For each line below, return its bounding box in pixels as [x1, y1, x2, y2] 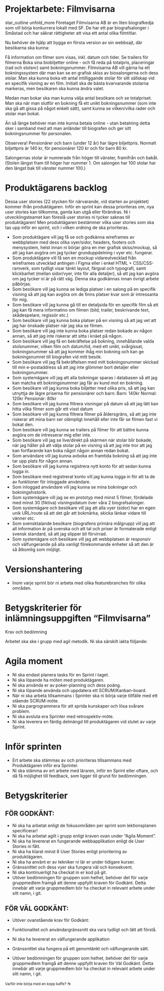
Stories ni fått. [12, 843, 41, 849]
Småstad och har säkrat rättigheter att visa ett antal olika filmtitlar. [5, 30, 138, 36]
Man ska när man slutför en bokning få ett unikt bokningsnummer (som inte [5, 100, 156, 106]
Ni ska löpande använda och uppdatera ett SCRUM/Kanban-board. [12, 687, 147, 693]
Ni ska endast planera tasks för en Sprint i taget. [12, 671, 109, 677]
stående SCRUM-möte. [12, 697, 59, 704]
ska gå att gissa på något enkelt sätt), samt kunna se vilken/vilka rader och [5, 105, 155, 111]
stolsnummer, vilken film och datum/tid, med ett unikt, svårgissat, [12, 343, 143, 349]
